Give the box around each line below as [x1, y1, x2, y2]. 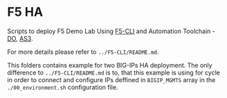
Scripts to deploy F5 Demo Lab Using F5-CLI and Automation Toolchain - [7, 27, 216, 35]
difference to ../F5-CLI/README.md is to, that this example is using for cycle [7, 68, 220, 77]
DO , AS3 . [7, 34, 33, 42]
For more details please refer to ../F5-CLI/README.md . [7, 48, 159, 56]
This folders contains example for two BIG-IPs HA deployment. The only [7, 61, 212, 69]
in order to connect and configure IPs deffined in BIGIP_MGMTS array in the [7, 75, 216, 84]
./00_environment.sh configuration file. [7, 83, 118, 91]
